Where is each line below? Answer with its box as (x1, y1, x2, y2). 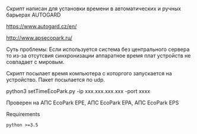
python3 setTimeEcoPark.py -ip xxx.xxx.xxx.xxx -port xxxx (6, 88, 150, 94)
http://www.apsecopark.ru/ (6, 34, 72, 41)
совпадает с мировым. (6, 59, 65, 65)
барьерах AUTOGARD (6, 11, 61, 18)
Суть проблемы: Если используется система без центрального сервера (6, 46, 190, 53)
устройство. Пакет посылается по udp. (6, 76, 105, 83)
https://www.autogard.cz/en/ (6, 23, 77, 30)
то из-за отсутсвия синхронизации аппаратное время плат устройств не (6, 52, 191, 59)
